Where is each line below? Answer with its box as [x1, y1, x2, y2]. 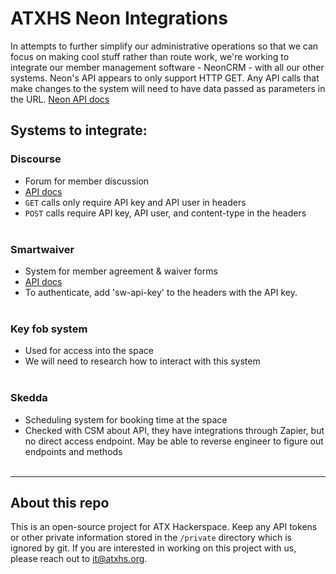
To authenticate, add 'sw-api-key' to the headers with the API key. [24, 286, 298, 298]
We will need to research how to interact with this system [24, 355, 261, 367]
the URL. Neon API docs [10, 93, 110, 105]
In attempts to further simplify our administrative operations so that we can [10, 40, 319, 52]
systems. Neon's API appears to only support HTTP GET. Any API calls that [10, 72, 320, 84]
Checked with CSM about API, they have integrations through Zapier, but [24, 424, 325, 436]
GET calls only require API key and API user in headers [24, 196, 247, 208]
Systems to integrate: [10, 122, 148, 139]
